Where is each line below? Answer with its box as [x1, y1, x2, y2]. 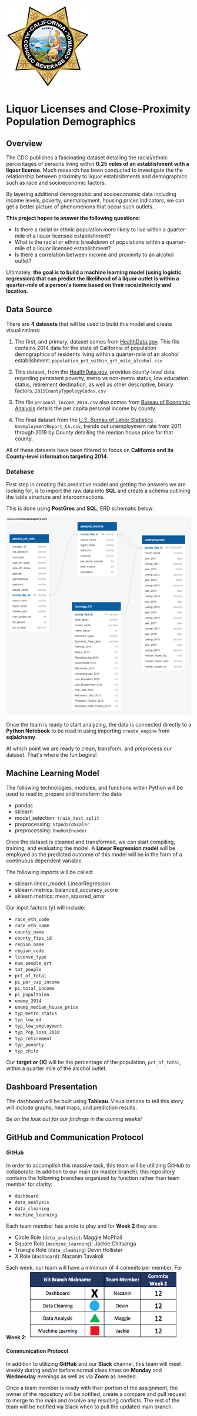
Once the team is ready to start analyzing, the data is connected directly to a [6, 721, 192, 728]
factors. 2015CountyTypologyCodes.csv [14, 387, 106, 394]
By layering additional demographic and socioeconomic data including [6, 191, 176, 197]
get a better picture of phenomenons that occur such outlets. [6, 203, 154, 210]
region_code [14, 947, 44, 954]
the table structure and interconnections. [6, 493, 105, 501]
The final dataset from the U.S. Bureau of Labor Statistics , [14, 416, 156, 423]
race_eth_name [14, 923, 49, 928]
